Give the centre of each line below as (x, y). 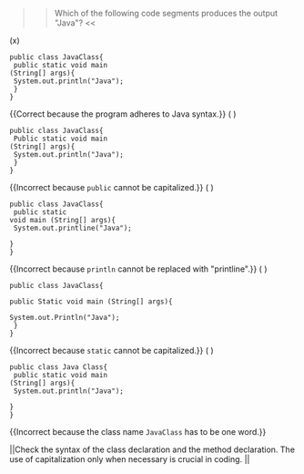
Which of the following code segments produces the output (166, 13)
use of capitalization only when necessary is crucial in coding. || (130, 459)
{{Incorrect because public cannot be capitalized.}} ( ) (111, 187)
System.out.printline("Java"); (72, 228)
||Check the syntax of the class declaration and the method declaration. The (152, 449)
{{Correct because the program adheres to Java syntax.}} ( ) (123, 114)
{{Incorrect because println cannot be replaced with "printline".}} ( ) (138, 269)
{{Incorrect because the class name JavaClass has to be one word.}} (138, 432)
